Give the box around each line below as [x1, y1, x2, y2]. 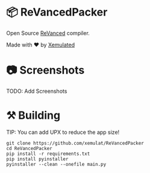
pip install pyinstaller [6, 156, 69, 162]
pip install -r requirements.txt [6, 151, 90, 157]
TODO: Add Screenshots [6, 87, 67, 95]
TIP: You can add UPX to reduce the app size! [6, 128, 120, 136]
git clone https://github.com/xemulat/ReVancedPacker [6, 140, 145, 146]
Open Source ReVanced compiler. [6, 29, 90, 37]
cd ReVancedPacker [6, 145, 52, 151]
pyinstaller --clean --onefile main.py [6, 161, 107, 167]
